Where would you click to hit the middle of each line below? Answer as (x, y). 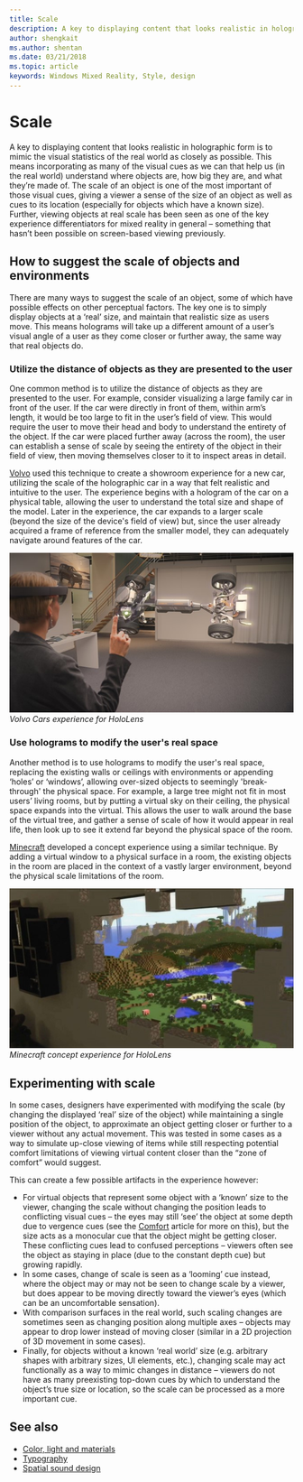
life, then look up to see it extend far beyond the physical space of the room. (151, 829)
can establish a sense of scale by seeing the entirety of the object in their (146, 446)
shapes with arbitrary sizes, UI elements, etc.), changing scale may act (154, 1361)
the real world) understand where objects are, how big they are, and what (146, 175)
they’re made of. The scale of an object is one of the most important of (141, 185)
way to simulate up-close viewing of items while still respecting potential (144, 1144)
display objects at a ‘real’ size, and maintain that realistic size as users (139, 317)
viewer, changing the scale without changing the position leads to (144, 1207)
